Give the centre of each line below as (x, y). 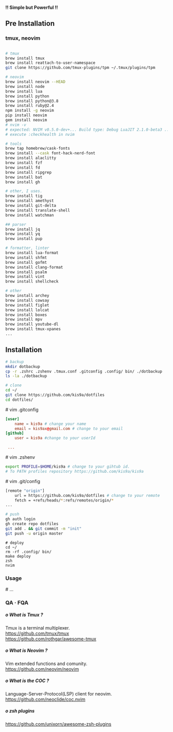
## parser (16, 224)
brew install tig (24, 196)
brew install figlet (28, 305)
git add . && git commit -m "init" (44, 529)
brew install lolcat (28, 310)
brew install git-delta (31, 206)
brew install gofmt (26, 262)
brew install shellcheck (32, 282)
